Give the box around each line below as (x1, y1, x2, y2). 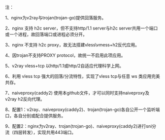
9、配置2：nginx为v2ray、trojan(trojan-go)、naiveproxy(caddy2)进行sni (5, 123, 152, 129)
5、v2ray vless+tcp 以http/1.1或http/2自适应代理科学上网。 (5, 63, 124, 69)
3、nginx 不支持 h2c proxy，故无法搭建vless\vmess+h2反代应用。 (5, 42, 139, 48)
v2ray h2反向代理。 (5, 96, 45, 102)
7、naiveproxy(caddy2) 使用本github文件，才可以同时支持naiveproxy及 (5, 90, 150, 96)
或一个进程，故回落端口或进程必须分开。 (5, 32, 87, 37)
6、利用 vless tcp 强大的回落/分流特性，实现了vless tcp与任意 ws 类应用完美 (5, 73, 160, 79)
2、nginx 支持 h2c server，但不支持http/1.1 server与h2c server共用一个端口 (5, 25, 158, 31)
